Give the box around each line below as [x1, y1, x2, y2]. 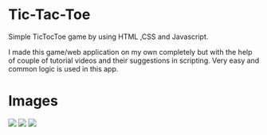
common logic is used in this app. [8, 64, 119, 73]
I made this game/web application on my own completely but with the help [8, 47, 253, 56]
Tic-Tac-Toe [8, 6, 91, 24]
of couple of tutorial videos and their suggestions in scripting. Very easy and [8, 56, 260, 65]
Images [8, 92, 58, 110]
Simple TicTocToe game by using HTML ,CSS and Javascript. [8, 32, 209, 41]
